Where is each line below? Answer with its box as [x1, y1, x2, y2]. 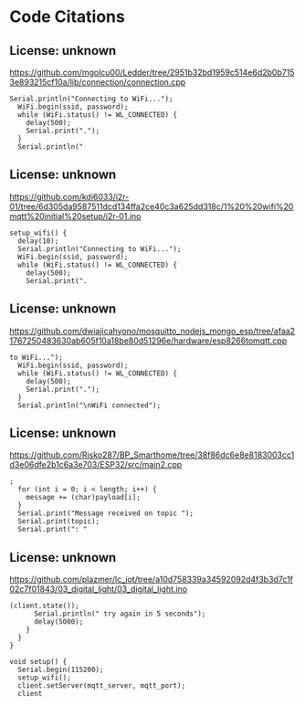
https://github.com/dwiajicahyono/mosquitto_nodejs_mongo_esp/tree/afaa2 [9, 325, 295, 336]
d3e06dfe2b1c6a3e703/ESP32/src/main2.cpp [9, 459, 183, 470]
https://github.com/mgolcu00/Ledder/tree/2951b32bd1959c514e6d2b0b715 [9, 67, 295, 78]
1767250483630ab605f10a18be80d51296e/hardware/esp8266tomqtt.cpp [9, 335, 288, 346]
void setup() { [9, 658, 68, 667]
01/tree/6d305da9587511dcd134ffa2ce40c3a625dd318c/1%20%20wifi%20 [9, 201, 294, 212]
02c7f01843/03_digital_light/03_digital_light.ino [9, 584, 188, 595]
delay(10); [17, 236, 59, 246]
